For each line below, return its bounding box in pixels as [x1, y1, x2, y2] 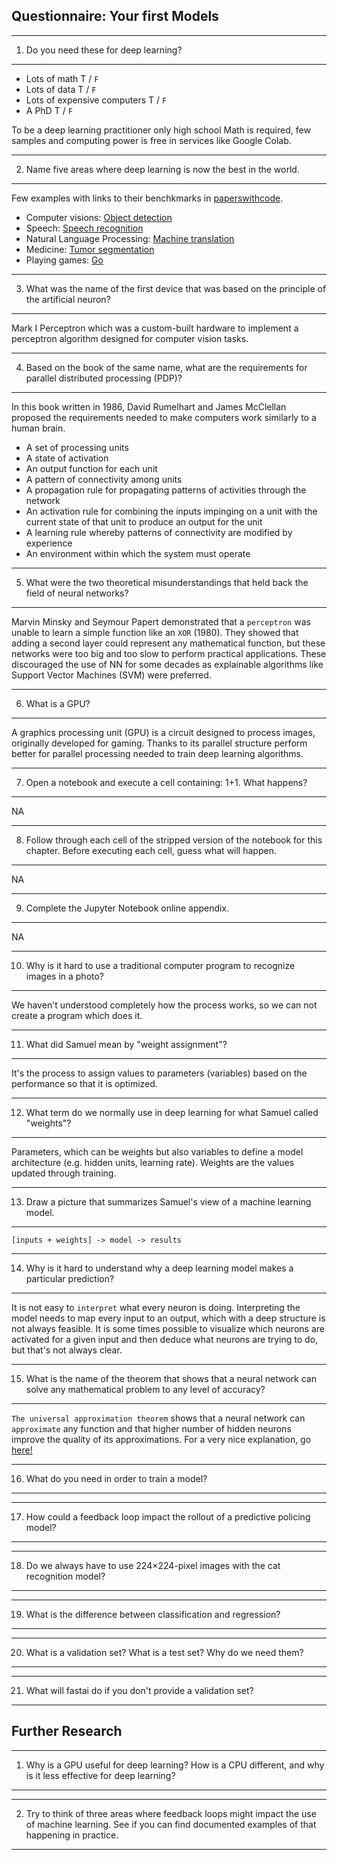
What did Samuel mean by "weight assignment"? [25, 1038, 228, 1050]
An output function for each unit [25, 462, 158, 474]
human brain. [11, 422, 66, 434]
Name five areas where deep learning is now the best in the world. [25, 163, 300, 175]
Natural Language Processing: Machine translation [25, 232, 235, 244]
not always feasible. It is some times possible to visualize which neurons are [11, 1322, 325, 1334]
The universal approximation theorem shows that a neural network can [11, 1412, 306, 1424]
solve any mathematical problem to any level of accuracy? [25, 1383, 266, 1395]
